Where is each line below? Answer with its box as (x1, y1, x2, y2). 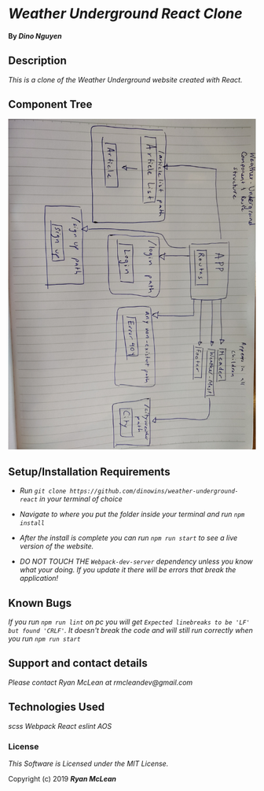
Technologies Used (8, 700, 104, 714)
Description (8, 54, 67, 68)
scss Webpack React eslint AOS (8, 721, 112, 730)
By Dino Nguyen (8, 31, 62, 40)
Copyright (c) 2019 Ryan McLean (8, 774, 116, 783)
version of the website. (19, 542, 94, 551)
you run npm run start (8, 634, 81, 644)
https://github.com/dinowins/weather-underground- (69, 487, 239, 496)
